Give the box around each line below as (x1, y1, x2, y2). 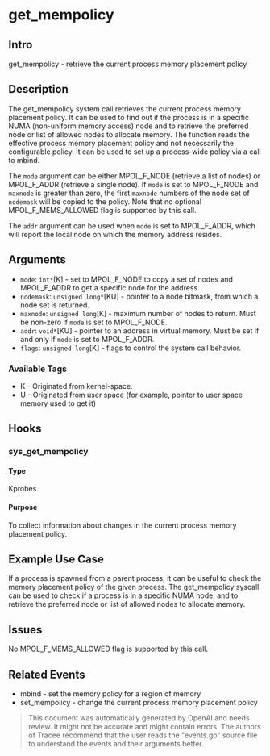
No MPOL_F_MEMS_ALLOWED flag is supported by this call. (8, 644, 208, 654)
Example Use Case (8, 553, 105, 566)
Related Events (8, 667, 85, 681)
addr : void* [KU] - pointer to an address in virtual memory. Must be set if (19, 325, 260, 336)
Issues (8, 623, 43, 637)
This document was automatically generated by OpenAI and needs (27, 713, 250, 723)
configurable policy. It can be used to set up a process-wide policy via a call (8, 147, 261, 157)
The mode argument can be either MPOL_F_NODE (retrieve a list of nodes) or (8, 171, 260, 181)
